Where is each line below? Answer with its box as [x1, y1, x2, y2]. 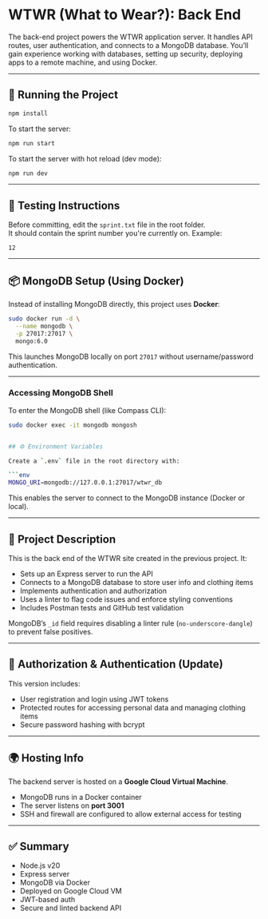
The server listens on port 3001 [19, 801, 124, 810]
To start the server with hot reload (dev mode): [8, 153, 162, 163]
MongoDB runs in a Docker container [19, 792, 142, 802]
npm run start [8, 139, 56, 147]
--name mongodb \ [15, 322, 73, 330]
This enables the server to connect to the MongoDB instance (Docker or [8, 493, 246, 503]
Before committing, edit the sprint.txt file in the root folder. [8, 220, 206, 229]
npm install [8, 109, 48, 117]
